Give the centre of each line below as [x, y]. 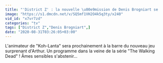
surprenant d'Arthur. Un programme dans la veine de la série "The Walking [80, 51]
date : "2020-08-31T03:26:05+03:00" [41, 32]
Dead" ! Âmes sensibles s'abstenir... [41, 56]
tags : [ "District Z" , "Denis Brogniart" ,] [48, 28]
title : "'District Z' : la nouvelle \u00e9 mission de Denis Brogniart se [82, 9]
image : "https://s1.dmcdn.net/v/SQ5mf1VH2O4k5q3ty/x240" [64, 14]
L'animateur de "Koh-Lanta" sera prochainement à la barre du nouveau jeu [80, 46]
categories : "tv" [23, 23]
